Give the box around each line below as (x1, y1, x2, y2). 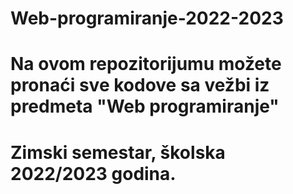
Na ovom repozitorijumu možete (10, 53, 282, 76)
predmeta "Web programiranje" (10, 95, 280, 118)
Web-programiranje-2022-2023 (10, 7, 284, 30)
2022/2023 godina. (10, 162, 177, 185)
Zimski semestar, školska (10, 141, 226, 164)
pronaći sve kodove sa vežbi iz (10, 74, 270, 97)
